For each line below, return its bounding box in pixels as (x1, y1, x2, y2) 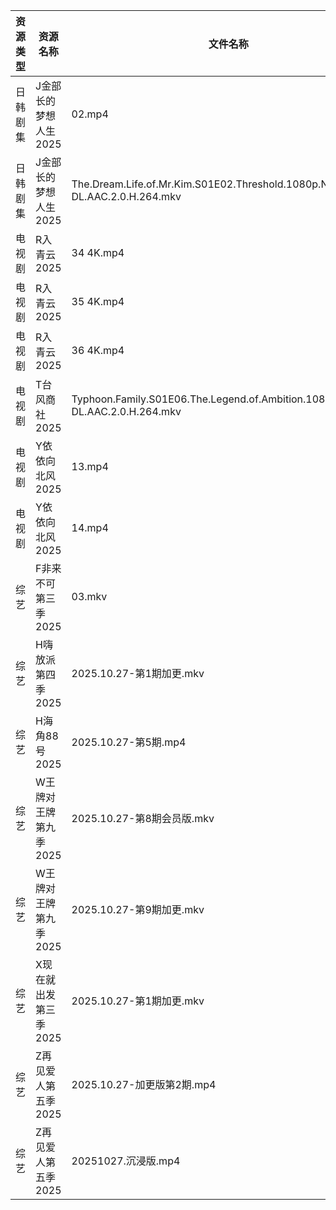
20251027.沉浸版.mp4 (71, 1154, 181, 1168)
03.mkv (71, 590, 108, 603)
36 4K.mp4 (71, 344, 125, 357)
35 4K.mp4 (71, 295, 125, 308)
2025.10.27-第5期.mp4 (71, 735, 187, 749)
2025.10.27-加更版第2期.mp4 (71, 1078, 217, 1091)
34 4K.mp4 (71, 246, 125, 259)
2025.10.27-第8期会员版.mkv (71, 812, 215, 825)
